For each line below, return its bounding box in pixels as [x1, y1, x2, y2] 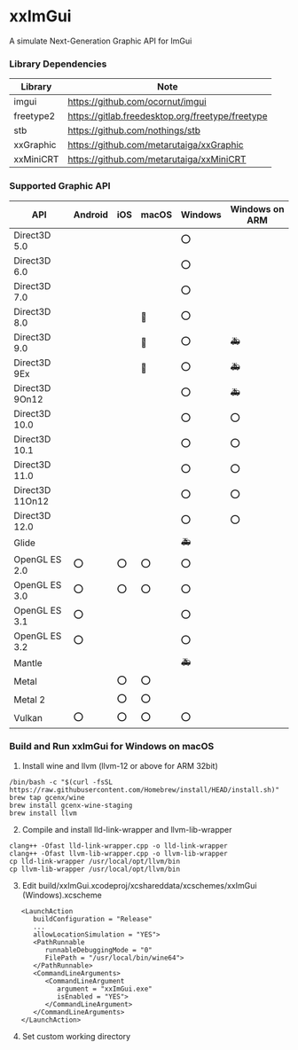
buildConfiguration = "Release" [32, 914, 153, 923]
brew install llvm [9, 809, 77, 818]
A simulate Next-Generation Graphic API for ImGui [9, 35, 192, 46]
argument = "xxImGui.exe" [56, 984, 153, 993]
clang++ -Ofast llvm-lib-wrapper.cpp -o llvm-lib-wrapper [9, 849, 228, 858]
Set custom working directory [21, 1030, 131, 1041]
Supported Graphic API [9, 180, 111, 192]
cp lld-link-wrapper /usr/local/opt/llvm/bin [9, 857, 180, 866]
